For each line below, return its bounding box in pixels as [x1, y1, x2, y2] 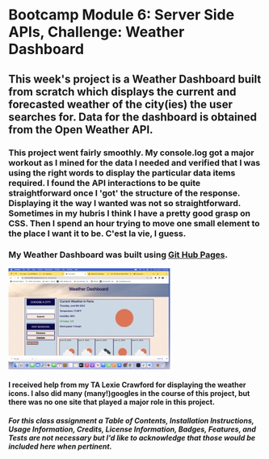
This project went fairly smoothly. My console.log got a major [8, 147, 254, 158]
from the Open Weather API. [8, 123, 153, 137]
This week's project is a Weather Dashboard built [8, 72, 262, 86]
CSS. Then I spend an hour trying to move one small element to [8, 217, 260, 229]
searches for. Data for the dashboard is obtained [8, 110, 257, 124]
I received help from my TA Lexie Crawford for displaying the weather [8, 380, 246, 390]
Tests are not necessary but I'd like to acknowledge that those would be [8, 432, 256, 442]
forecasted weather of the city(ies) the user [8, 97, 233, 111]
